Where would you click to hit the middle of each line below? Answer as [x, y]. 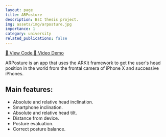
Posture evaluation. [33, 123]
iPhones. [15, 73]
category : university [28, 34]
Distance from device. [36, 118]
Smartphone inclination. [38, 107]
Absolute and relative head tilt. [45, 113]
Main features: [29, 90]
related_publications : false [36, 39]
